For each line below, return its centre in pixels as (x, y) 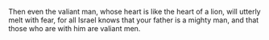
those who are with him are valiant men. (74, 28)
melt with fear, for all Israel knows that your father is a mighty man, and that (134, 20)
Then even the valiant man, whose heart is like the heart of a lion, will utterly (134, 12)
